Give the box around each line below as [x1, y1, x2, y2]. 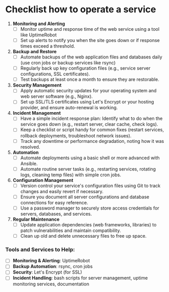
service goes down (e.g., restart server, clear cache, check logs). [20, 121, 158, 128]
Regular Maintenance [12, 216, 60, 222]
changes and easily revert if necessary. [20, 188, 104, 194]
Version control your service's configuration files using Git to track [20, 182, 161, 189]
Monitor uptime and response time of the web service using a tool [20, 26, 160, 32]
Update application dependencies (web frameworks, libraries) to [20, 221, 157, 227]
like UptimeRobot [20, 32, 57, 38]
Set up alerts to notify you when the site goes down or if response [20, 37, 160, 43]
